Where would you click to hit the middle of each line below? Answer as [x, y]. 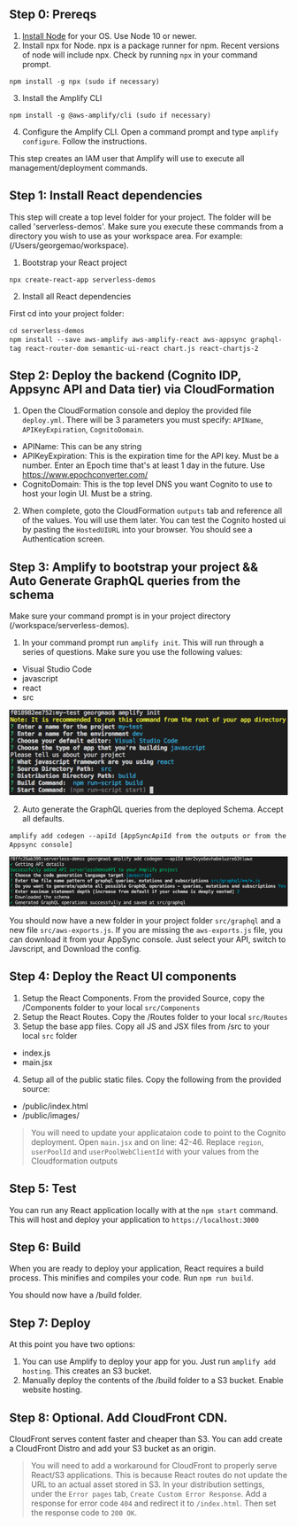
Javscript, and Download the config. [75, 948]
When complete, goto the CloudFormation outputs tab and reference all [152, 511]
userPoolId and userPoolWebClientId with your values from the [145, 1151]
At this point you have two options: [72, 1344]
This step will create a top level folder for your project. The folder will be [141, 217]
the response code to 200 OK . [84, 1512]
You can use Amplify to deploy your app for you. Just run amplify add [149, 1362]
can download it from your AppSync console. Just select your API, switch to [148, 939]
